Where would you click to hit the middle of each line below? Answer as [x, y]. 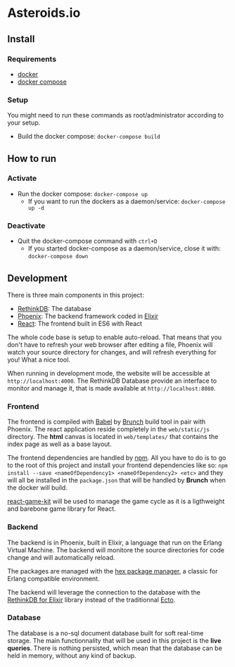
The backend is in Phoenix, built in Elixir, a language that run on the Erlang [115, 542]
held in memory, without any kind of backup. [72, 655]
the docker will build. [38, 488]
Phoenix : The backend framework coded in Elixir [88, 316]
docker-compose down [58, 257]
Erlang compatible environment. [53, 578]
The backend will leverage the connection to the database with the [104, 592]
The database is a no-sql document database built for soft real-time [106, 633]
